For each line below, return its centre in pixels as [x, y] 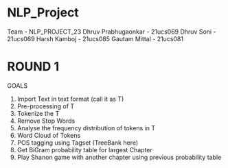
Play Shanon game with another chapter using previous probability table [119, 157]
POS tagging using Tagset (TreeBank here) [78, 143]
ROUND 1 [33, 67]
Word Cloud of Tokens [49, 135]
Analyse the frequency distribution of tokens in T [86, 128]
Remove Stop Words [46, 121]
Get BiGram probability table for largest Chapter [84, 149]
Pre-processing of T [46, 106]
